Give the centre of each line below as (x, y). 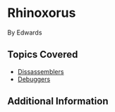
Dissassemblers (41, 71)
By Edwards (25, 32)
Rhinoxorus (42, 13)
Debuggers (34, 79)
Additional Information (58, 101)
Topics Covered (43, 55)
